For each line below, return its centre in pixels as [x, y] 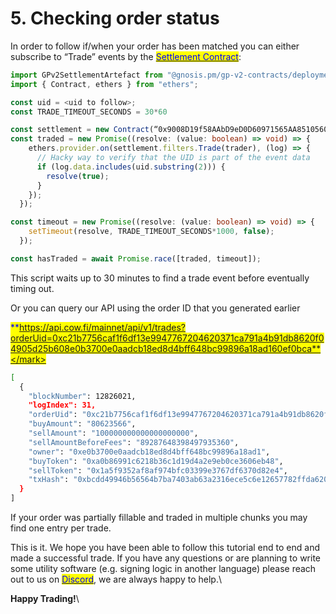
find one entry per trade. [61, 528]
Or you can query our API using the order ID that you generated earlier [155, 308]
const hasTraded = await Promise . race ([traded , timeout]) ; [136, 258]
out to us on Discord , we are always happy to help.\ [116, 579]
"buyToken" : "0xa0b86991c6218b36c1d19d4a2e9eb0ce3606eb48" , [156, 461]
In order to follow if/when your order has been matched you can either [155, 46]
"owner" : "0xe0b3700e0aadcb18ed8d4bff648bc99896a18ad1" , [149, 452]
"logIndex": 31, [62, 405]
